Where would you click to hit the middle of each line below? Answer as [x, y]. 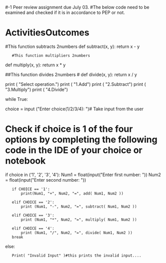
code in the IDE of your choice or [74, 150]
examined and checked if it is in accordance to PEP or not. [65, 12]
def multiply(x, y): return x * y [35, 65]
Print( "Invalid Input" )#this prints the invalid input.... [77, 256]
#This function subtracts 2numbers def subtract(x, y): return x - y [73, 46]
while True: [17, 99]
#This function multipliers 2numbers [51, 55]
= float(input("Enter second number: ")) [46, 180]
